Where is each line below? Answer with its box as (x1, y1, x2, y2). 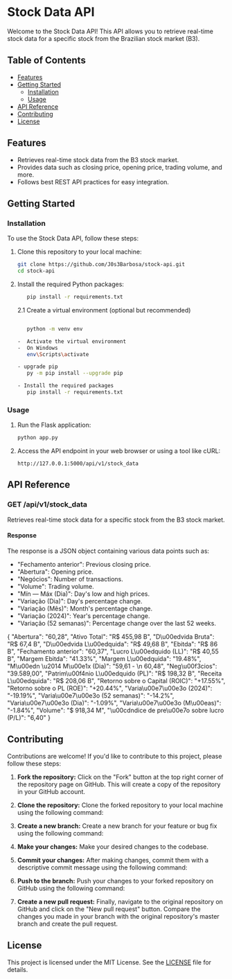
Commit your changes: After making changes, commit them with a (17, 856, 209, 864)
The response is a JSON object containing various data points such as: (7, 547, 210, 555)
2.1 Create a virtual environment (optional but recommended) (17, 306, 191, 314)
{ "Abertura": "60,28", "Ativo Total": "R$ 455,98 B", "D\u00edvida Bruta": (7, 632, 215, 641)
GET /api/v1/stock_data (7, 500, 88, 509)
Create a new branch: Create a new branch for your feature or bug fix (17, 822, 217, 830)
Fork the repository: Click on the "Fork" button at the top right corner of (17, 773, 224, 781)
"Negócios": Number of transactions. (17, 574, 123, 583)
